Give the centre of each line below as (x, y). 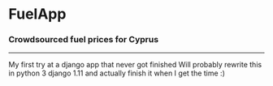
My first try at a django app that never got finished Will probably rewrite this (135, 65)
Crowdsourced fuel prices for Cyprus (84, 40)
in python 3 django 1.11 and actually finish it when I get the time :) (117, 73)
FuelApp (37, 14)
